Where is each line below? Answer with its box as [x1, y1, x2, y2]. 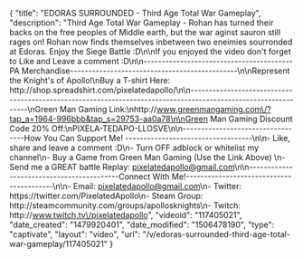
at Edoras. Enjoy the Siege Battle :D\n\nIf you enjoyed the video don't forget [9, 46, 291, 57]
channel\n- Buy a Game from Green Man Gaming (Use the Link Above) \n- [9, 152, 286, 162]
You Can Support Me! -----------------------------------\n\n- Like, [43, 133, 291, 143]
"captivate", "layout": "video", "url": [9, 229, 141, 239]
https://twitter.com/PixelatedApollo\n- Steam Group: [9, 190, 204, 201]
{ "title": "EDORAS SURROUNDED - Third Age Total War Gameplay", [9, 8, 261, 18]
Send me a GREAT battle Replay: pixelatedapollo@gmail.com [9, 162, 235, 172]
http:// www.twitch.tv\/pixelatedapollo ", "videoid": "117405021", [9, 210, 242, 220]
